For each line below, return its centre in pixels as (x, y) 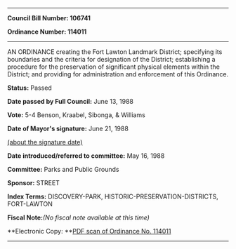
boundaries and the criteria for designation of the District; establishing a (111, 59)
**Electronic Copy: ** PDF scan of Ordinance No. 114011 (89, 231)
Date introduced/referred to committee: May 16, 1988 (86, 156)
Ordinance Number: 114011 (47, 32)
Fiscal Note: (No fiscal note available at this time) (78, 217)
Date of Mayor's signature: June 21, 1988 (68, 128)
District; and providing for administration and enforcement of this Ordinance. (118, 74)
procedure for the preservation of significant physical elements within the (113, 67)
